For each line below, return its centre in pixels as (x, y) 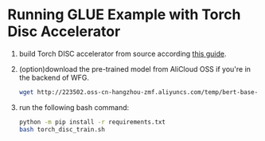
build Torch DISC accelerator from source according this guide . (123, 53)
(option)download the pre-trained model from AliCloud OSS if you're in (135, 69)
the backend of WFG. (54, 77)
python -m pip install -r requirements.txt (92, 122)
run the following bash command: (74, 107)
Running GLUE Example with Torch (124, 15)
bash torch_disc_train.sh (62, 129)
